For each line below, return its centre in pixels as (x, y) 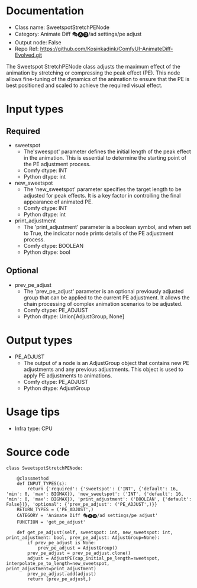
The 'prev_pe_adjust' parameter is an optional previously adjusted (104, 291)
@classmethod (33, 478)
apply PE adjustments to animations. (68, 375)
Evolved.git (28, 55)
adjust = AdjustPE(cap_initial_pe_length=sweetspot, (94, 558)
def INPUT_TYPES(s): (42, 483)
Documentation (45, 11)
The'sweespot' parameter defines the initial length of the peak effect (107, 151)
